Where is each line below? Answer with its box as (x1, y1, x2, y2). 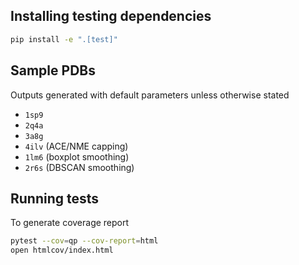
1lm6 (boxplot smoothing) (24, 150, 130, 163)
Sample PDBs (10, 62, 96, 79)
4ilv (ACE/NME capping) (24, 140, 129, 152)
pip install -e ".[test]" (10, 34, 118, 44)
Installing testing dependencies (10, 8, 212, 25)
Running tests (10, 190, 100, 207)
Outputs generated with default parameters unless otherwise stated (10, 89, 290, 101)
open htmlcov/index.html (10, 245, 114, 256)
